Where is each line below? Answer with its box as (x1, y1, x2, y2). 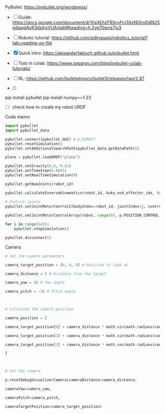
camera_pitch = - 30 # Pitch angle (5, 289, 76, 294)
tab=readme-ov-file (12, 40, 53, 46)
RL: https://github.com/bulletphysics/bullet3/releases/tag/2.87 (18, 76, 145, 81)
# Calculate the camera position (5, 307, 74, 312)
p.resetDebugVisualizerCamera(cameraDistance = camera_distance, (5, 378, 137, 383)
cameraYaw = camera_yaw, (5, 386, 52, 391)
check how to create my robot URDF (12, 104, 86, 110)
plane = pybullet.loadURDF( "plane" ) (5, 155, 80, 160)
